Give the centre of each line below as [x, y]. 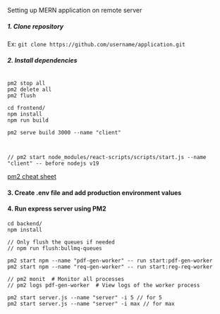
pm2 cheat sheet [32, 176]
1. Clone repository [36, 26]
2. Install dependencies [42, 60]
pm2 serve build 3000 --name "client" [64, 132]
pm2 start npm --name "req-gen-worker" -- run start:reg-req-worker [110, 267]
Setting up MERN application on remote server [75, 10]
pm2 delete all [30, 89]
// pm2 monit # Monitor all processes [66, 279]
